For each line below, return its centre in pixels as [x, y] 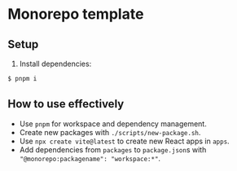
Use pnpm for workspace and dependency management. [113, 124]
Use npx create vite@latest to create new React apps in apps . [124, 141]
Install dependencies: [55, 64]
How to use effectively [66, 104]
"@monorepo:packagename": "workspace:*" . [90, 158]
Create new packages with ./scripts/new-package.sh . [110, 132]
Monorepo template [76, 14]
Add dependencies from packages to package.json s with [113, 149]
